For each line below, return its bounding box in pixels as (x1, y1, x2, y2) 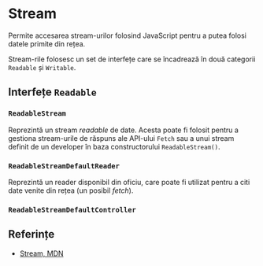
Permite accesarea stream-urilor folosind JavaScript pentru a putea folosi (8, 31, 246, 40)
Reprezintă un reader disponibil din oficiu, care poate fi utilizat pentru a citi (8, 177, 250, 187)
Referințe (8, 227, 55, 241)
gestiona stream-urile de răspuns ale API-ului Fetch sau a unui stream (8, 133, 235, 142)
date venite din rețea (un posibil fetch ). (8, 186, 134, 195)
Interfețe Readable (8, 86, 97, 99)
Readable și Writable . (8, 62, 76, 72)
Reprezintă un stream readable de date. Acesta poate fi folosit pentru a (8, 125, 239, 135)
